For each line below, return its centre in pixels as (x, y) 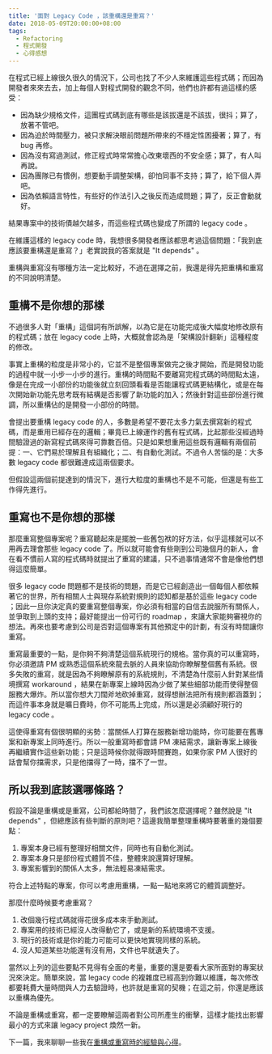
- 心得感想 (32, 53)
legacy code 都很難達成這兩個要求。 (78, 462)
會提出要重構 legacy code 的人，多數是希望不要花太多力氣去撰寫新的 (123, 421)
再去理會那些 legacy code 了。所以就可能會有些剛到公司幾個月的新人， (134, 548)
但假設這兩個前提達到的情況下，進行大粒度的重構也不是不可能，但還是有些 (132, 479)
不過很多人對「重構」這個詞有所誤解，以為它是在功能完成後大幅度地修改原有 (136, 326)
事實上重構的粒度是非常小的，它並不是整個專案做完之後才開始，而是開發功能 (136, 364)
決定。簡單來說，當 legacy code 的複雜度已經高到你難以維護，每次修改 (140, 978)
